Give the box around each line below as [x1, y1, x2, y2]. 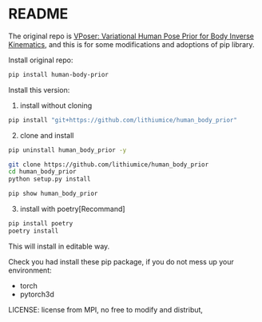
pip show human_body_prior [8, 189, 98, 198]
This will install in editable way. [8, 241, 110, 251]
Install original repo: [8, 55, 73, 65]
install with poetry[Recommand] [19, 205, 125, 214]
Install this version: [8, 85, 70, 94]
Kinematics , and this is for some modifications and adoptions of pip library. [8, 39, 255, 49]
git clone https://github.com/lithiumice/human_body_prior [8, 161, 209, 169]
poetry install [8, 227, 59, 235]
